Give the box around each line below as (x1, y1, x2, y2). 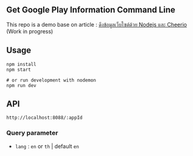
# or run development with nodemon (6, 77, 96, 83)
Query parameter (6, 129, 59, 137)
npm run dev (6, 82, 36, 88)
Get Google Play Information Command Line (6, 5, 176, 15)
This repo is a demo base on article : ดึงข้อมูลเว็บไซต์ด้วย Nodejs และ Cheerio (6, 21, 187, 28)
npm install (6, 61, 36, 67)
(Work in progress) (6, 27, 53, 35)
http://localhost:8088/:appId (6, 115, 83, 121)
